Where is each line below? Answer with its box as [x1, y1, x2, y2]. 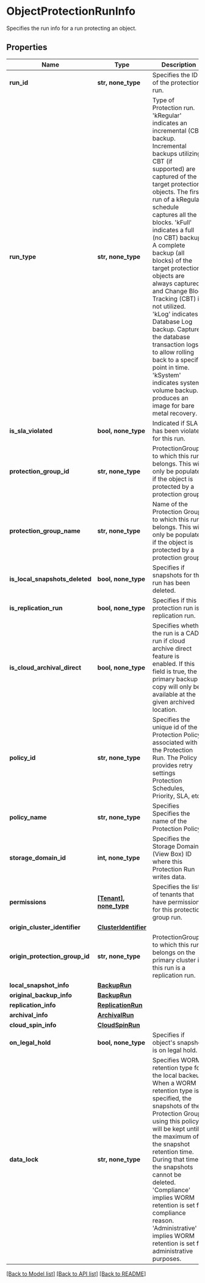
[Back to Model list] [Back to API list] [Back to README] [6, 1270, 146, 1278]
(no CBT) [152, 233, 179, 242]
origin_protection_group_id [9, 952, 90, 960]
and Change [152, 287, 188, 295]
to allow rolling [152, 348, 194, 356]
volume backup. [152, 386, 198, 395]
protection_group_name [9, 527, 81, 535]
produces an [152, 393, 189, 402]
